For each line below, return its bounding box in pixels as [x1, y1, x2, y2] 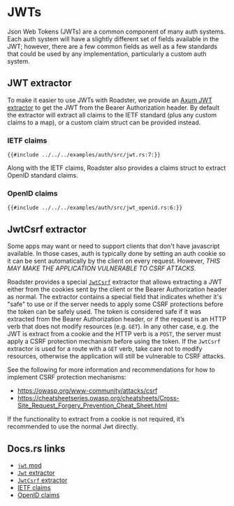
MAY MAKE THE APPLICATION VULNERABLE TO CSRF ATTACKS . [7, 264, 197, 273]
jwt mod [17, 461, 42, 469]
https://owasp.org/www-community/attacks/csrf [17, 386, 158, 395]
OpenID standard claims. [7, 171, 78, 180]
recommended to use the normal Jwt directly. [7, 422, 138, 431]
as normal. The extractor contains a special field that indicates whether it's [7, 293, 222, 301]
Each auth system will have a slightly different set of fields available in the [7, 34, 219, 43]
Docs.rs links [7, 442, 66, 454]
